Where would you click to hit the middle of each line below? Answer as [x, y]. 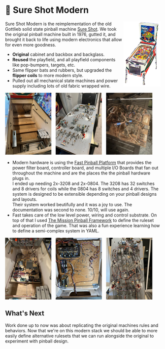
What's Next [25, 313]
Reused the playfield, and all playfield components [64, 59]
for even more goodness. [31, 44]
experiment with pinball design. [37, 341]
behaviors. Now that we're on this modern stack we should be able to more [81, 330]
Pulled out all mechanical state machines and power [65, 81]
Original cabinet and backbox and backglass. [58, 54]
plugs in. [21, 178]
